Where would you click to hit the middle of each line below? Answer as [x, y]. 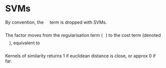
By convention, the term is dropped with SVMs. [56, 22]
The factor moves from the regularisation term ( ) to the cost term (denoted [83, 35]
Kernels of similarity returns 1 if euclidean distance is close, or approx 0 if [81, 56]
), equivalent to [25, 43]
